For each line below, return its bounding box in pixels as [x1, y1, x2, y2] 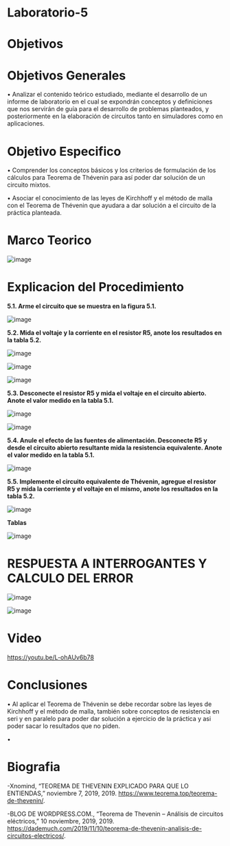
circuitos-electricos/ [7, 832, 65, 840]
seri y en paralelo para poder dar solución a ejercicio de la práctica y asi [7, 714, 211, 722]
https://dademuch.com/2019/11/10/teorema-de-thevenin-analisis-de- [7, 824, 203, 832]
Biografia [7, 760, 60, 775]
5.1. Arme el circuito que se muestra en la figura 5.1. [7, 302, 157, 310]
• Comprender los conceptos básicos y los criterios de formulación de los [7, 166, 216, 174]
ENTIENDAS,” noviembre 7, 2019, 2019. [7, 789, 117, 797]
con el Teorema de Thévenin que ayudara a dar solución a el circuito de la [7, 201, 216, 210]
